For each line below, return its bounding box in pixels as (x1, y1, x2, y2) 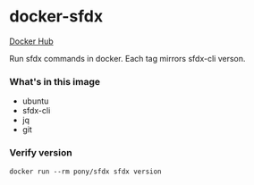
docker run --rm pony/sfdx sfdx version (9, 167, 163, 176)
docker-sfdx (9, 6, 104, 27)
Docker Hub (9, 36, 54, 46)
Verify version (9, 147, 73, 159)
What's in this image (9, 75, 101, 88)
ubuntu (21, 96, 49, 106)
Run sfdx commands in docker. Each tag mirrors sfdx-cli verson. (9, 53, 246, 63)
